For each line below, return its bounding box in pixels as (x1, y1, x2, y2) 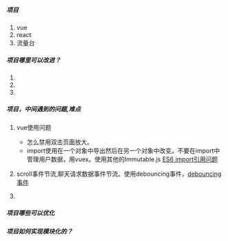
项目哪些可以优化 (6, 209, 55, 217)
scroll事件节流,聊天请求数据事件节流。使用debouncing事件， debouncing (16, 170, 222, 178)
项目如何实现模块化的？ (6, 227, 73, 236)
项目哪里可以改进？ (6, 56, 61, 64)
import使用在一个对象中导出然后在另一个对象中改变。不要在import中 (26, 146, 220, 154)
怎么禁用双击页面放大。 (26, 137, 93, 146)
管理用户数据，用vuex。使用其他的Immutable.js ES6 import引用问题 (26, 154, 218, 163)
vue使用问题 (16, 123, 52, 131)
